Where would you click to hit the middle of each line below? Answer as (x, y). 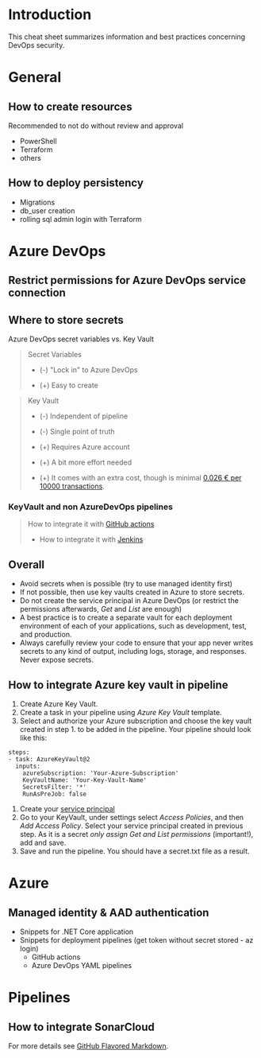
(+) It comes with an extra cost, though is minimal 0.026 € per (140, 478)
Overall (27, 564)
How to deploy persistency (76, 183)
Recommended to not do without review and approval (96, 126)
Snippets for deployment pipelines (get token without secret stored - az (136, 940)
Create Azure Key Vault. (59, 704)
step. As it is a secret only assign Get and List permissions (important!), (136, 834)
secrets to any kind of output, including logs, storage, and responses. (133, 652)
